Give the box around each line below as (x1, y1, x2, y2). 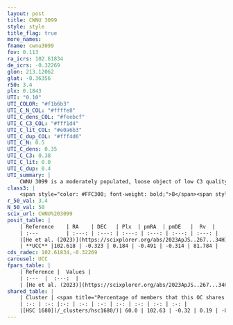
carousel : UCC (7, 256, 49, 262)
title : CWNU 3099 (7, 17, 58, 24)
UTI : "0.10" (7, 94, 42, 101)
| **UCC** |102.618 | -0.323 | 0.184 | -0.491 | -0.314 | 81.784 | (19, 242, 218, 250)
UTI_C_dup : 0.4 (7, 165, 51, 172)
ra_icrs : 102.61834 (7, 56, 64, 62)
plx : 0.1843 (7, 87, 42, 94)
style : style (7, 23, 45, 30)
